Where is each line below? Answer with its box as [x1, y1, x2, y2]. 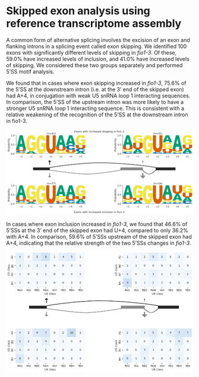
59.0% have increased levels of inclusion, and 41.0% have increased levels [6, 55, 190, 62]
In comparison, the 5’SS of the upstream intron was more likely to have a [6, 98, 184, 105]
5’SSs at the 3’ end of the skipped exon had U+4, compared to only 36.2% [6, 227, 188, 234]
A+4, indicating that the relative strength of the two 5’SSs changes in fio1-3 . [6, 239, 191, 246]
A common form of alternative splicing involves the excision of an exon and [6, 36, 190, 43]
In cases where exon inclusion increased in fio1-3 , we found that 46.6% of [6, 220, 188, 227]
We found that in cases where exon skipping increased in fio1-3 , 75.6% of [6, 79, 187, 87]
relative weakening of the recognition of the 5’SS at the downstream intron [6, 111, 188, 118]
